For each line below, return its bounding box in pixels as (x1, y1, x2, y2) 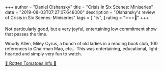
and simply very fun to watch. (22, 51, 82, 56)
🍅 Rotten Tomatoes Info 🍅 (5, 60, 56, 66)
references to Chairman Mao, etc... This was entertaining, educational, (5, 46, 148, 52)
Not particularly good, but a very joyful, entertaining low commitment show (5, 26, 157, 32)
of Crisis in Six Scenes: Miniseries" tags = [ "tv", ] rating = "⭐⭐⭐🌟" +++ (5, 15, 149, 20)
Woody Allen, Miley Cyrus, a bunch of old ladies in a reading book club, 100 (5, 41, 158, 46)
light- (148, 46, 160, 52)
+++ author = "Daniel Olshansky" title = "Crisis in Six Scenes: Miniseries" (5, 4, 153, 10)
